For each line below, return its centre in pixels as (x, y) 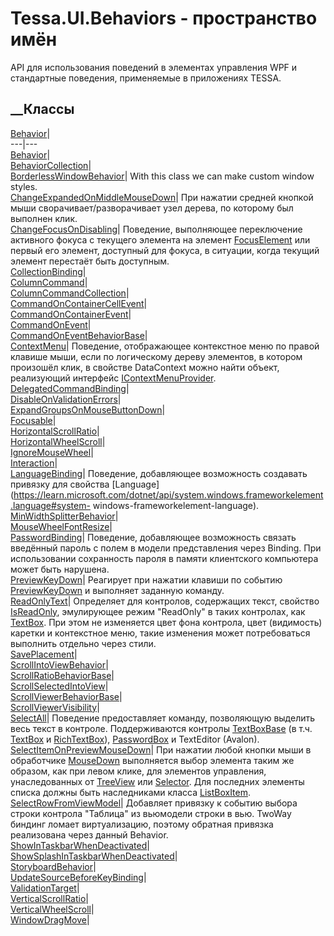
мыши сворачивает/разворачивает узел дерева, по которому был (152, 208)
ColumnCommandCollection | (70, 293)
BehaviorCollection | (51, 165)
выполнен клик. (44, 218)
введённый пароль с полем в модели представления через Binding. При (166, 548)
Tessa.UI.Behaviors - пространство (164, 18)
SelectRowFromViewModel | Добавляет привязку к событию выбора (154, 803)
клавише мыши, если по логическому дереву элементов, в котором (156, 356)
